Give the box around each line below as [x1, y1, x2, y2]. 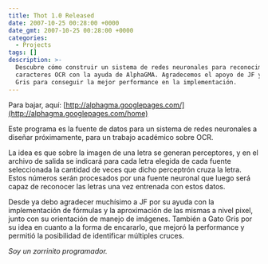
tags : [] [8, 49, 37, 56]
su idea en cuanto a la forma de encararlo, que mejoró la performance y [8, 222, 245, 231]
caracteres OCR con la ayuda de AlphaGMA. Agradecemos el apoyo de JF [15, 71, 255, 79]
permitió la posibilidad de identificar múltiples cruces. [8, 231, 185, 240]
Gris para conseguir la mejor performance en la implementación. [15, 78, 238, 86]
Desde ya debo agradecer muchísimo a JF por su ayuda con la [8, 196, 215, 207]
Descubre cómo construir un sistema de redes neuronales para [15, 64, 227, 72]
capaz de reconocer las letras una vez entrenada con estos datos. [8, 181, 226, 191]
